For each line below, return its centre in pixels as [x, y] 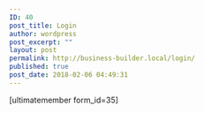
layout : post [33, 50]
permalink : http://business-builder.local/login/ [102, 58]
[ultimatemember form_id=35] [64, 100]
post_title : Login [43, 26]
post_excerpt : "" [41, 42]
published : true [39, 67]
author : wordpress [43, 34]
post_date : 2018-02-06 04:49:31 [68, 75]
